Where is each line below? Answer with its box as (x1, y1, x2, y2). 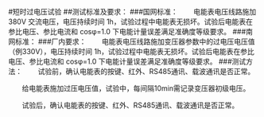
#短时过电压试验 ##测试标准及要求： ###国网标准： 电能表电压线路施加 (8, 7, 257, 16)
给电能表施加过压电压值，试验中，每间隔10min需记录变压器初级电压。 (21, 84, 250, 93)
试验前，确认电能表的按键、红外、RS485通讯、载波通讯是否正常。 (37, 67, 255, 76)
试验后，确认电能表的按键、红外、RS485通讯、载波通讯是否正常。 (21, 100, 239, 110)
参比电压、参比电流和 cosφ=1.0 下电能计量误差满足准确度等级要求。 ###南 (8, 27, 253, 36)
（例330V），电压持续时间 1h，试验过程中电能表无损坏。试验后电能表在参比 (8, 47, 254, 56)
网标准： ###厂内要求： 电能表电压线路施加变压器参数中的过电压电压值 (8, 37, 256, 46)
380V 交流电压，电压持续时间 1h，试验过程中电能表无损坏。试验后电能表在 (8, 17, 253, 26)
